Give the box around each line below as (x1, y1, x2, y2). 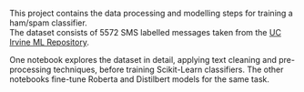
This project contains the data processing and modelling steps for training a (9, 8, 293, 18)
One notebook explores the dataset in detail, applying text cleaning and (9, 55, 278, 65)
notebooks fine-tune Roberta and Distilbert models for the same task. (9, 74, 270, 85)
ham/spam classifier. (9, 17, 88, 28)
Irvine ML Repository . (9, 36, 89, 47)
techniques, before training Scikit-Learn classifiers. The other (53, 64, 284, 75)
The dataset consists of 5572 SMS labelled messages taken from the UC (9, 27, 282, 37)
